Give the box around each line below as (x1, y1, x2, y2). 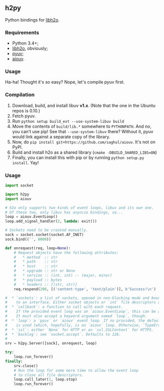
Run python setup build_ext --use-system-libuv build (12, 118, 124, 124)
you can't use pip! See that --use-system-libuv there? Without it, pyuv (12, 128, 154, 134)
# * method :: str (14, 254, 58, 260)
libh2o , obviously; (12, 46, 48, 51)
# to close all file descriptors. (14, 372, 84, 377)
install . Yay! (12, 160, 39, 165)
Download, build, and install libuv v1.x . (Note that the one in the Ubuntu (12, 102, 156, 108)
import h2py (5, 192, 29, 197)
